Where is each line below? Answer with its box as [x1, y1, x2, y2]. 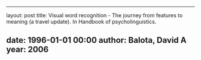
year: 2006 [6, 45, 49, 55]
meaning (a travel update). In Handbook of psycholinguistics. [6, 18, 157, 25]
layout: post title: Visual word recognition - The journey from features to [6, 12, 183, 18]
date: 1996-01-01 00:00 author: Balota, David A [6, 35, 187, 45]
